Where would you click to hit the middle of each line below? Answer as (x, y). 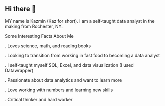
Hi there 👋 (20, 9)
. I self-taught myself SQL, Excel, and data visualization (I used (69, 65)
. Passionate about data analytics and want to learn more (63, 80)
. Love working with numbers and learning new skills (59, 90)
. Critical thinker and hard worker (39, 99)
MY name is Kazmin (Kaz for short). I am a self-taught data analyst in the (80, 21)
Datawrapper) (19, 70)
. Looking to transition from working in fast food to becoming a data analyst (82, 55)
